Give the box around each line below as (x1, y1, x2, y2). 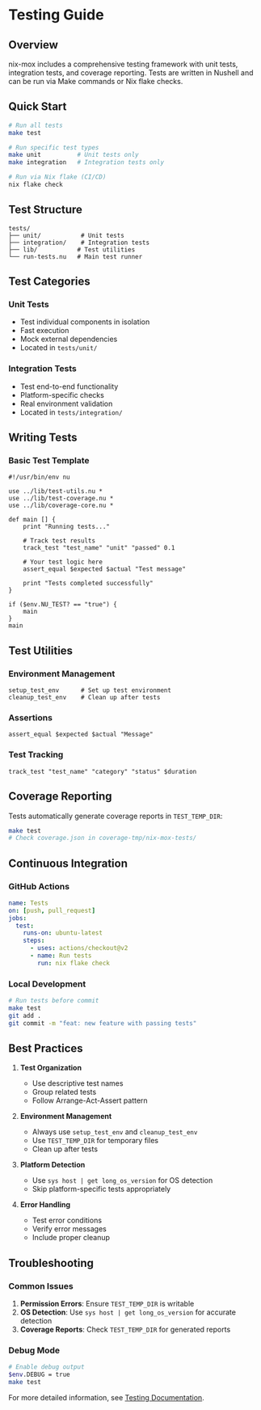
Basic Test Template (8, 455, 90, 466)
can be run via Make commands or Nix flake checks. (8, 77, 183, 86)
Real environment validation (19, 399, 113, 408)
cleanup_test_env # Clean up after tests (8, 694, 161, 702)
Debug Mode (8, 1345, 61, 1356)
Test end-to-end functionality (19, 382, 119, 391)
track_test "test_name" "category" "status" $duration (8, 767, 197, 775)
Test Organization (19, 1063, 82, 1073)
